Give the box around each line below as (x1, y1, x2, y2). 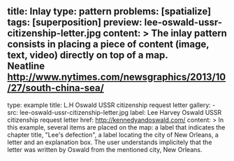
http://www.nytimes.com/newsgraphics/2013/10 (7, 71, 226, 83)
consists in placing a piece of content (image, (7, 38, 210, 50)
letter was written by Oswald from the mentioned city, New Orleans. (7, 145, 203, 153)
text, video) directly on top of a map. (7, 49, 169, 62)
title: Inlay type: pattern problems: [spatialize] (7, 6, 212, 17)
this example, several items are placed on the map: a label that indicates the (7, 122, 226, 132)
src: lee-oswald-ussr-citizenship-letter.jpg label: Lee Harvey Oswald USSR (7, 108, 222, 116)
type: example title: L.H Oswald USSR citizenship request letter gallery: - (7, 101, 216, 109)
